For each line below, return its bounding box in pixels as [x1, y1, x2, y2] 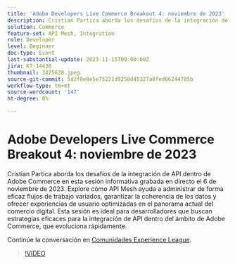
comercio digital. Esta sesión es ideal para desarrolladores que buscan [7, 206, 212, 215]
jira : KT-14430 [7, 62, 52, 70]
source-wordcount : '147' [7, 88, 80, 95]
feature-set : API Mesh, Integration [7, 29, 115, 37]
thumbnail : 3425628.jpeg [7, 69, 80, 76]
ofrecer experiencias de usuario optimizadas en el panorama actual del [7, 199, 214, 208]
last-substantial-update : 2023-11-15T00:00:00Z [7, 56, 150, 63]
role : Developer [7, 37, 55, 44]
